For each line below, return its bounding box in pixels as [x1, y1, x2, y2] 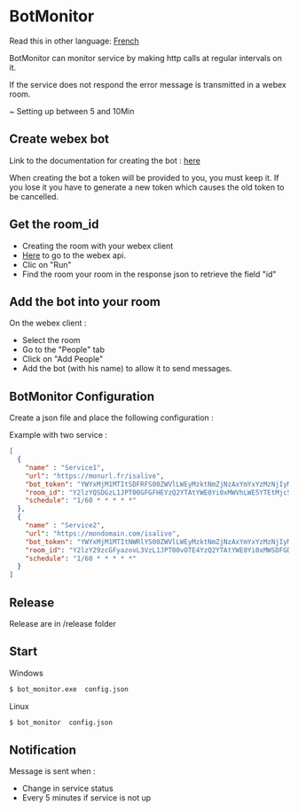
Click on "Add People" [21, 354, 104, 364]
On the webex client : [9, 317, 87, 329]
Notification [9, 742, 77, 757]
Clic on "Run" [21, 259, 72, 269]
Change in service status [21, 783, 114, 794]
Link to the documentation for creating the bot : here [9, 155, 201, 166]
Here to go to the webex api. [21, 250, 127, 261]
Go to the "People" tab [21, 344, 105, 355]
